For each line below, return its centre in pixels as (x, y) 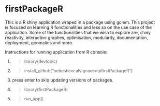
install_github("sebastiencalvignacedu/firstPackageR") (78, 70)
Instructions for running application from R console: (56, 52)
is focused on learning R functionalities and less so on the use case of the (79, 27)
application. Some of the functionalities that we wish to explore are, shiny (78, 32)
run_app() (34, 99)
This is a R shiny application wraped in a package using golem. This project (80, 22)
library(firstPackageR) (46, 89)
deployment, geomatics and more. (39, 42)
